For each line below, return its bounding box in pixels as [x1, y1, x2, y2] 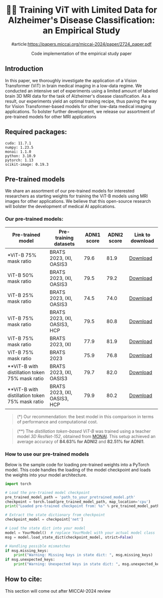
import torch [5, 481, 32, 486]
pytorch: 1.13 [5, 158, 34, 162]
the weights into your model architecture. [5, 472, 87, 478]
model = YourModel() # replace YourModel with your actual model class [5, 530, 155, 535]
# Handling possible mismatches [5, 544, 70, 548]
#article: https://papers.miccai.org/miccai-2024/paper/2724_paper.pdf [11, 41, 152, 47]
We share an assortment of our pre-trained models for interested [5, 188, 135, 194]
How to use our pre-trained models [5, 451, 89, 457]
